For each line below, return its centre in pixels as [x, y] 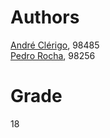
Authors [45, 17]
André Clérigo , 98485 [55, 45]
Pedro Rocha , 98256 [53, 55]
